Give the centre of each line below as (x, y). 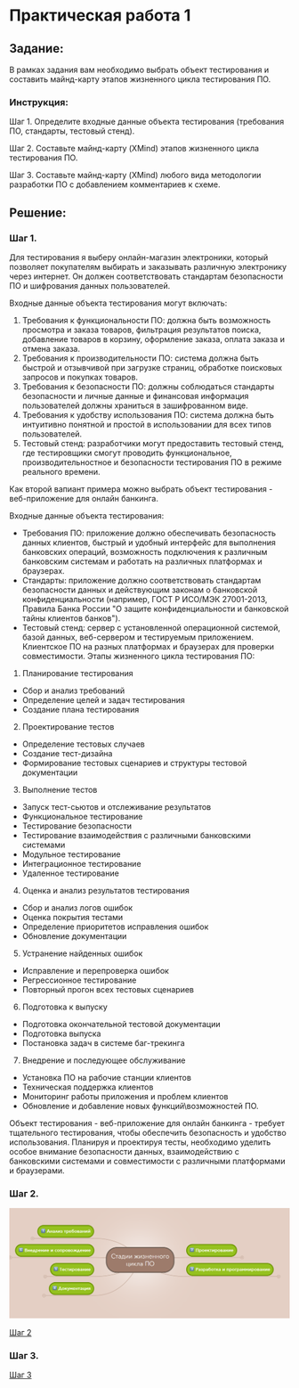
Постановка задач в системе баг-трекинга (103, 1042)
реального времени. (61, 471)
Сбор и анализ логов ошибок (77, 907)
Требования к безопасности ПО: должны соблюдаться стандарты (148, 386)
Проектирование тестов (68, 726)
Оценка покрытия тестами (73, 917)
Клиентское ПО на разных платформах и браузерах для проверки (148, 646)
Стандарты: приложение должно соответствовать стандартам (141, 580)
